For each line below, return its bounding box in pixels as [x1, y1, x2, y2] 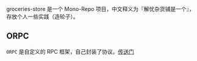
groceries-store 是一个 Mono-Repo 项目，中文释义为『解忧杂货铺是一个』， [6, 5, 195, 12]
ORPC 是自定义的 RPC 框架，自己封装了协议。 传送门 [6, 48, 134, 55]
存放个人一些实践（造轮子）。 [6, 13, 79, 20]
